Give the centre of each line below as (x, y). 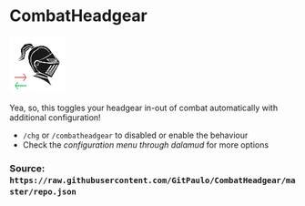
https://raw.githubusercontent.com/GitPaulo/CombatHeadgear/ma (152, 180)
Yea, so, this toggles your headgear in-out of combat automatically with (144, 108)
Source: (27, 168)
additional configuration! (56, 117)
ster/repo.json (43, 191)
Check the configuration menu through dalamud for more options (146, 144)
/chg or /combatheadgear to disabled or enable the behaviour (135, 135)
